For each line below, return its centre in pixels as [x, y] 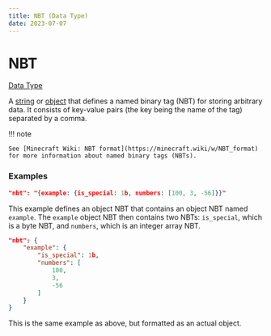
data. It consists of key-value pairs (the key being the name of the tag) [125, 110]
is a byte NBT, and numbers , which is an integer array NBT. [104, 225]
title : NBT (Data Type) [49, 16]
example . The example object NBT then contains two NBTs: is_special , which [135, 217]
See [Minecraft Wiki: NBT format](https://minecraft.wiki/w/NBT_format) [133, 149]
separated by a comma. [48, 119]
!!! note [20, 134]
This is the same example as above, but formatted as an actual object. [125, 323]
